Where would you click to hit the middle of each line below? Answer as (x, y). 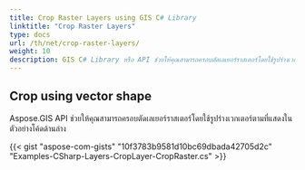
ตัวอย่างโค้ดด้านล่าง (38, 128)
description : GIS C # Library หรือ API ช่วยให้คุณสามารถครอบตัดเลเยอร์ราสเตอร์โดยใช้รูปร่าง (149, 60)
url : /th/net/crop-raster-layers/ (75, 43)
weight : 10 (30, 52)
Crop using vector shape (81, 96)
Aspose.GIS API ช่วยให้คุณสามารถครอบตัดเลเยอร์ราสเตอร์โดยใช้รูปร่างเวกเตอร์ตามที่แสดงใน (151, 118)
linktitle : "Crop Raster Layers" (73, 26)
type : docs (30, 34)
